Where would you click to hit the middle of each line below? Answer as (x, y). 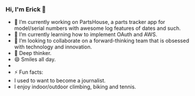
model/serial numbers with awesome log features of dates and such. (97, 28)
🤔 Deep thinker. (33, 53)
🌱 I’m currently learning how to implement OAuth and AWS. (85, 35)
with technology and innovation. (53, 47)
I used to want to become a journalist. (60, 81)
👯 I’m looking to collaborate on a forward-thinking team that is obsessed (102, 41)
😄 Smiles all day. (35, 59)
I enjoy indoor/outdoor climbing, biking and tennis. (75, 87)
